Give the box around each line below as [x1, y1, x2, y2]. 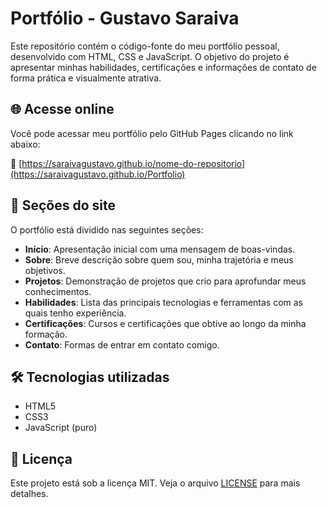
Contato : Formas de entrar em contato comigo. [24, 338, 220, 351]
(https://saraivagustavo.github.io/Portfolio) [10, 168, 186, 180]
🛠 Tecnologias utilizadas [10, 368, 170, 386]
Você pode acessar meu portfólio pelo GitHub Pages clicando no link [10, 127, 294, 139]
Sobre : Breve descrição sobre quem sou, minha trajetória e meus [24, 253, 294, 266]
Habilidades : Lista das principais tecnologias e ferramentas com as [24, 296, 304, 308]
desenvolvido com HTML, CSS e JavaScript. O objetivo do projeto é [10, 50, 290, 62]
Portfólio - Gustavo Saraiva [10, 7, 240, 30]
